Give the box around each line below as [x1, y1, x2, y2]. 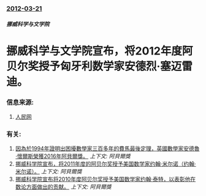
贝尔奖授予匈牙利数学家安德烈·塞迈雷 [6, 59, 193, 73]
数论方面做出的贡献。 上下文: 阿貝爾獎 [15, 183, 112, 190]
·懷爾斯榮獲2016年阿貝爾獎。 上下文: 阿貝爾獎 [15, 153, 131, 160]
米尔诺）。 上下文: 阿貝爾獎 [15, 168, 82, 175]
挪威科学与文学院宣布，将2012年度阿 [6, 44, 193, 58]
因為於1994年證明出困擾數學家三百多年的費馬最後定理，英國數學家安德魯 [15, 145, 200, 153]
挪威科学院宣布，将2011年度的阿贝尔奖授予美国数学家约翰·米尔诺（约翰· [15, 160, 196, 168]
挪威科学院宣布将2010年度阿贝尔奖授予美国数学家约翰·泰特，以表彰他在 [15, 176, 196, 183]
